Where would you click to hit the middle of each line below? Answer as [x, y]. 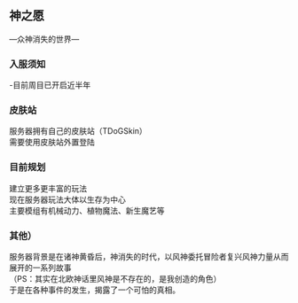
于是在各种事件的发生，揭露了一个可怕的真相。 [94, 290]
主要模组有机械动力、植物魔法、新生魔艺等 [87, 210]
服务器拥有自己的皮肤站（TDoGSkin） [78, 131]
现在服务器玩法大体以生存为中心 [67, 199]
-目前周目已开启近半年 [50, 85]
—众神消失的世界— [44, 39]
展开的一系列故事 [40, 268]
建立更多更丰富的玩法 [48, 188]
